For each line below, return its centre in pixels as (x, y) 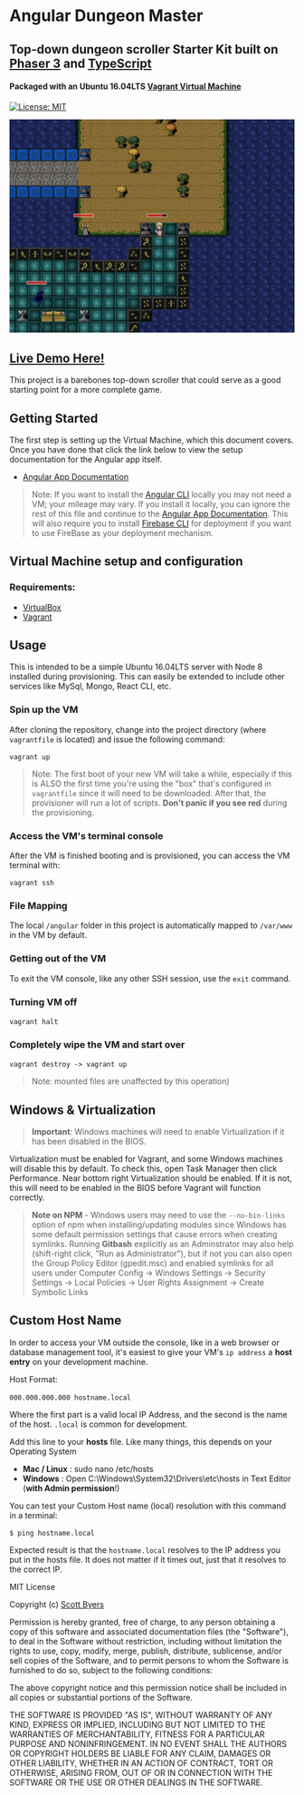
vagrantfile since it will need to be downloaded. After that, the (149, 793)
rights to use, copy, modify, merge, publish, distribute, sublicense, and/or (146, 1651)
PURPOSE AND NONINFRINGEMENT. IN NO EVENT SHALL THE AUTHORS (148, 1743)
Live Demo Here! (57, 358)
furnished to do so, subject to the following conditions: (111, 1670)
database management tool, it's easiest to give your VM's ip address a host (151, 1351)
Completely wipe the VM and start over (97, 1044)
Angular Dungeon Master (106, 16)
